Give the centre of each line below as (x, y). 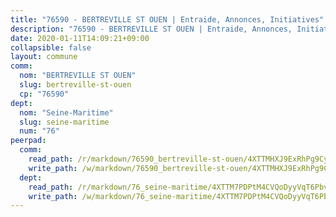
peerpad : (28, 141)
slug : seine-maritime (64, 122)
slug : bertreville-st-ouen (75, 85)
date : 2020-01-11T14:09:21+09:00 (80, 38)
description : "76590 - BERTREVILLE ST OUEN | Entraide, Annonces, (151, 29)
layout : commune (44, 57)
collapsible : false (51, 47)
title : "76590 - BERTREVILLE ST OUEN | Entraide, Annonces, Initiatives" (167, 19)
